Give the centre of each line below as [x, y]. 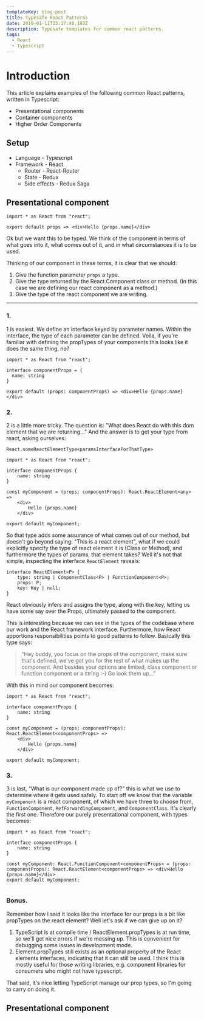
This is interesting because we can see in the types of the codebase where [100, 623]
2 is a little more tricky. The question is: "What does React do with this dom [100, 426]
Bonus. [17, 900]
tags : [13, 35]
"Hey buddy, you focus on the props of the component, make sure [104, 654]
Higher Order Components [48, 124]
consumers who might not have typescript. [69, 971]
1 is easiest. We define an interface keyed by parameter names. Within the [99, 329]
